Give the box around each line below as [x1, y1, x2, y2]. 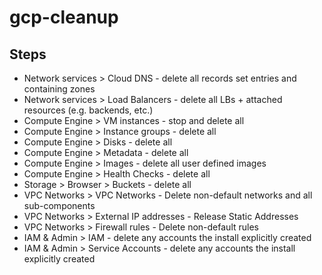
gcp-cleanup [9, 6, 119, 29]
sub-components [23, 200, 96, 211]
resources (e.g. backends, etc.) [23, 104, 154, 116]
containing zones [23, 83, 96, 95]
